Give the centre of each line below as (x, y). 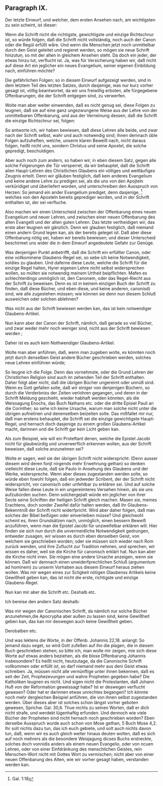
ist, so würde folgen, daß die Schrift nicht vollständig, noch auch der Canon (81, 39)
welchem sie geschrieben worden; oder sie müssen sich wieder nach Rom (79, 541)
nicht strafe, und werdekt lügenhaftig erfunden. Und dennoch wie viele (76, 713)
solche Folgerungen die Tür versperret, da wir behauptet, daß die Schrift (77, 165)
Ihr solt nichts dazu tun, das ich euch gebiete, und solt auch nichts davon (78, 728)
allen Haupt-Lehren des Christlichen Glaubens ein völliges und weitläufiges (80, 171)
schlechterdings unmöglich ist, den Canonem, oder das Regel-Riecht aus (78, 278)
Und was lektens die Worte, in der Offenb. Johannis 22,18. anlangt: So (75, 640)
